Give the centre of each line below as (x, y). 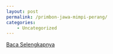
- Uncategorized (37, 28)
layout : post (22, 11)
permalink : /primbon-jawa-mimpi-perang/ (57, 17)
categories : (21, 22)
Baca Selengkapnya (31, 45)
